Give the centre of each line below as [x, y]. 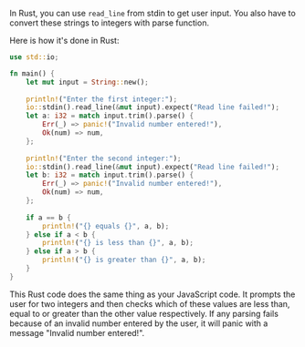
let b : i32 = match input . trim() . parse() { [110, 175]
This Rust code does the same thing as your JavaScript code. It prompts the [152, 294]
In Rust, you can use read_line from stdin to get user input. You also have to [153, 13]
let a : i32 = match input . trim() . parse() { [110, 116]
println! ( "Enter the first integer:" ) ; [102, 99]
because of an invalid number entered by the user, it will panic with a [139, 323]
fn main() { [32, 73]
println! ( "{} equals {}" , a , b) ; [106, 226]
